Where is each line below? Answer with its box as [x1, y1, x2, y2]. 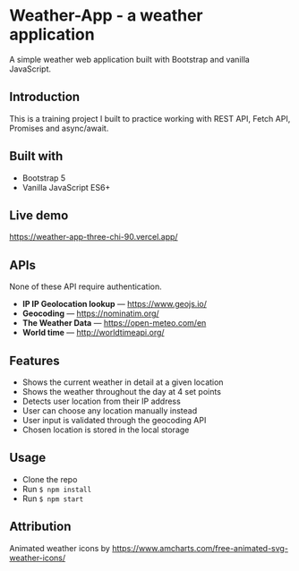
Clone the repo [21, 473, 78, 484]
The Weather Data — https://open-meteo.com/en [21, 318, 207, 328]
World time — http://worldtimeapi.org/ [21, 328, 165, 338]
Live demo [9, 208, 69, 223]
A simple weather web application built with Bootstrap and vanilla [9, 54, 251, 64]
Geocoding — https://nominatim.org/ [21, 308, 159, 319]
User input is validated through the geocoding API [21, 415, 207, 425]
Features [9, 353, 60, 368]
